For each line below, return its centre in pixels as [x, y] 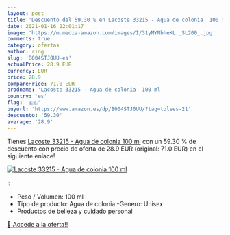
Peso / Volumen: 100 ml [50, 197]
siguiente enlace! [31, 156]
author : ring [26, 52]
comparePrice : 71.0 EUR [41, 84]
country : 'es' [27, 97]
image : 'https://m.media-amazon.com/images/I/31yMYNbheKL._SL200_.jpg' [111, 33]
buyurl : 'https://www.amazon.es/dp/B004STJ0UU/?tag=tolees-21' [99, 109]
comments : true [29, 39]
